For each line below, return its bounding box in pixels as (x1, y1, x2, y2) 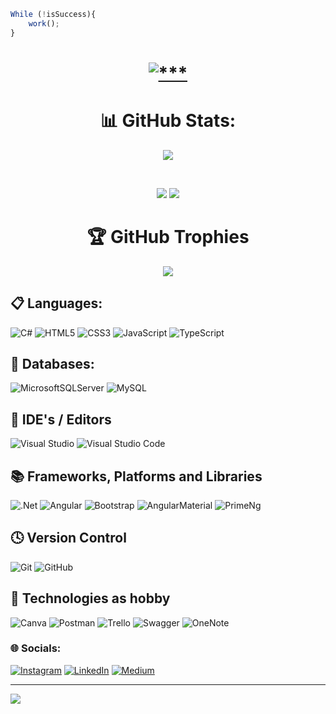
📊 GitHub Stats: (99, 110, 237, 132)
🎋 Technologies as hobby (10, 590, 171, 607)
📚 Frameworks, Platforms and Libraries (10, 468, 263, 485)
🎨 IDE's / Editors (10, 411, 112, 428)
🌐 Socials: (10, 641, 62, 655)
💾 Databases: (10, 355, 95, 372)
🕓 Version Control (10, 530, 127, 547)
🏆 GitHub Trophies (86, 225, 250, 248)
